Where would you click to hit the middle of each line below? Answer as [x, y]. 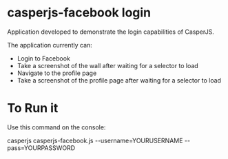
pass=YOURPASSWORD [41, 148]
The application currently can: [50, 45]
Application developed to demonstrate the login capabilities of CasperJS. [111, 32]
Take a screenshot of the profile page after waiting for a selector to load [119, 80]
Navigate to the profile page [57, 73]
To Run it [33, 108]
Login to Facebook [44, 58]
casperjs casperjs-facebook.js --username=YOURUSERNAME [95, 140]
